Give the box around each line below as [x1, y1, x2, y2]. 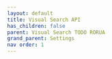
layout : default [7, 9, 53, 17]
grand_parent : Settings [7, 35, 75, 42]
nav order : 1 [7, 41, 44, 48]
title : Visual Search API [7, 16, 81, 23]
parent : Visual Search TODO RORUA [7, 28, 106, 36]
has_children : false [7, 22, 66, 29]
